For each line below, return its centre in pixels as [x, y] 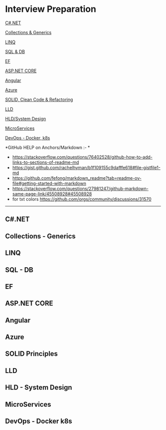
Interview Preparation [51, 9]
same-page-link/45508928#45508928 [52, 193]
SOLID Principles [32, 354]
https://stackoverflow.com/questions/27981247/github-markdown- [80, 189]
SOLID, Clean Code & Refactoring [39, 99]
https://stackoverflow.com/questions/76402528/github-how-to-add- [82, 157]
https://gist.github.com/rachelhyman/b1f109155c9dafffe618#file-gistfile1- [86, 167]
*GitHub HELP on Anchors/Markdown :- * [48, 147]
